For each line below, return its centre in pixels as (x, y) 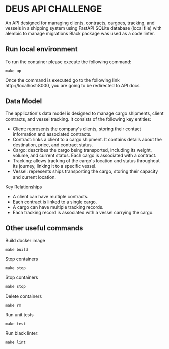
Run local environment (41, 49)
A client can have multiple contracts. (50, 196)
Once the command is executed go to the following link (63, 80)
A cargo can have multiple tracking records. (58, 207)
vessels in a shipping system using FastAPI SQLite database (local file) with (84, 28)
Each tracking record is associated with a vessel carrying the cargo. (83, 212)
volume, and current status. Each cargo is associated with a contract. (84, 155)
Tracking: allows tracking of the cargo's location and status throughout (86, 161)
